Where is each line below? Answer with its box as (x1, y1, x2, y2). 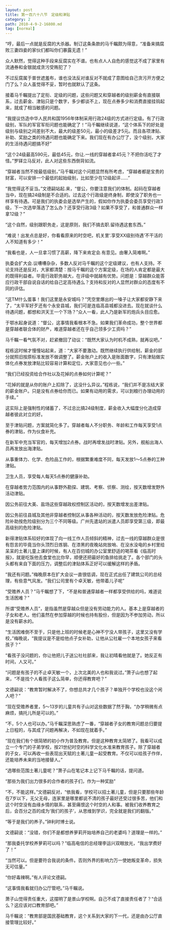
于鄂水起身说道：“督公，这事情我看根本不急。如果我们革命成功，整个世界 (5, 320, 158, 326)
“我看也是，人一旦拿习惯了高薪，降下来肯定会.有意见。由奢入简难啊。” (5, 249, 150, 256)
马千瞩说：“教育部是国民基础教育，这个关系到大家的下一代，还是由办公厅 (5, 913, 158, 919)
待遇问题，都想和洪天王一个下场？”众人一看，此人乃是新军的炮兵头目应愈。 (5, 309, 163, 315)
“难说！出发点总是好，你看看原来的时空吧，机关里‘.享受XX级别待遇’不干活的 (5, 232, 163, 238)
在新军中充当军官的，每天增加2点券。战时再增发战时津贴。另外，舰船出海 (5, 439, 159, 445)
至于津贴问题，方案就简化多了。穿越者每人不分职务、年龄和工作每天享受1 (5, 422, 158, 428)
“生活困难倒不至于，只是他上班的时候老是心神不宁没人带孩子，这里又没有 (5, 629, 158, 635)
